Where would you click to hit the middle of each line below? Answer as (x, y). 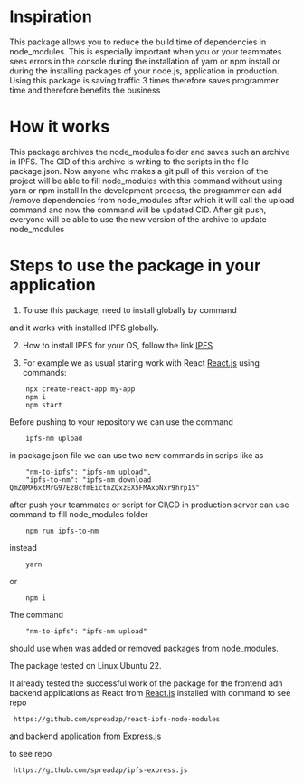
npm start (44, 405)
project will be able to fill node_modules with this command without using (146, 181)
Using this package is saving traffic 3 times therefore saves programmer (144, 80)
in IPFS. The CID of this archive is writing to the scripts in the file (129, 162)
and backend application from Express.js (85, 736)
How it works (60, 127)
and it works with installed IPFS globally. (85, 328)
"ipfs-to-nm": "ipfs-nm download (89, 480)
